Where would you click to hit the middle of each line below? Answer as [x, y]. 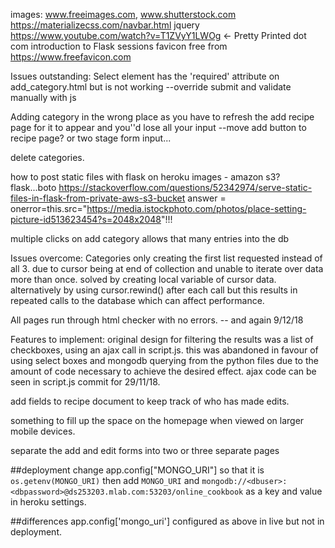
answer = [207, 198]
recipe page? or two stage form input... [91, 138]
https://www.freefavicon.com [71, 57]
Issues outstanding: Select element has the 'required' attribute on [145, 76]
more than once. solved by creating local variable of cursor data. [143, 279]
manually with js [43, 97]
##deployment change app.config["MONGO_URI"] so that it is [137, 470]
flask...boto [33, 187]
